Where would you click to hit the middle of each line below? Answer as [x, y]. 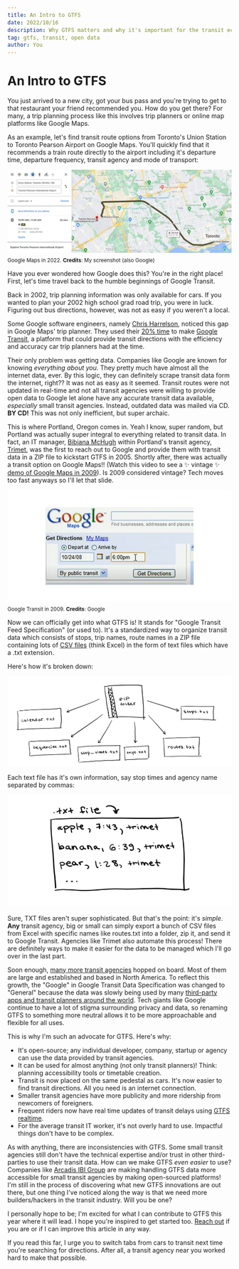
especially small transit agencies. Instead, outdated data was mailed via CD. [118, 406]
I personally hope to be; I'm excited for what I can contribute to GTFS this [115, 1214]
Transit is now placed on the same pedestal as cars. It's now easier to [120, 1080]
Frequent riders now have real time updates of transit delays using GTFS [124, 1110]
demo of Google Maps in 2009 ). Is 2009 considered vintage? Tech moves [116, 473]
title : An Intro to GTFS [44, 15]
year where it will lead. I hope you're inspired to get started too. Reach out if [118, 1221]
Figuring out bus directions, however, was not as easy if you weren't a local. [118, 310]
